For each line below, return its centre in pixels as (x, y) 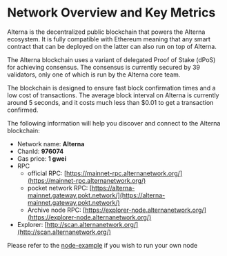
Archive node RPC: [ (56, 210)
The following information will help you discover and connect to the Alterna (114, 123)
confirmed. (23, 110)
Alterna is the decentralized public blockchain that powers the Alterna (106, 32)
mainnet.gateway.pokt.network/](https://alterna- (96, 195)
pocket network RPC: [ (59, 188)
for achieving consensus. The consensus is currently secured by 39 (104, 67)
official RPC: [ (47, 173)
